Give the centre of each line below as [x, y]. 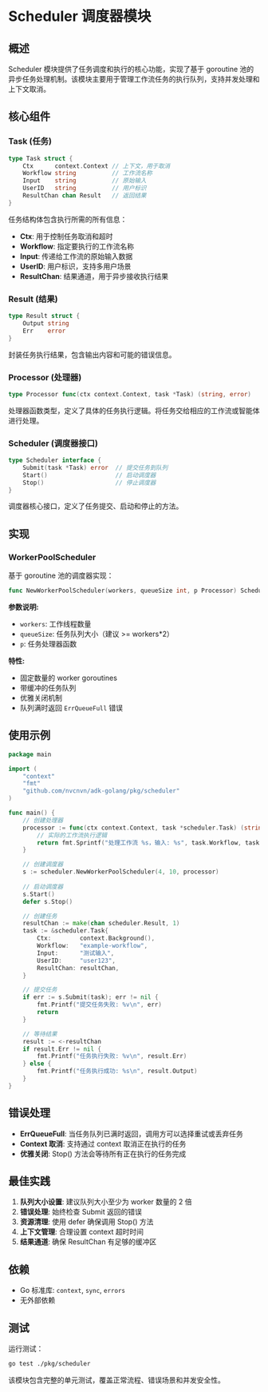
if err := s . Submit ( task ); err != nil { [91, 997]
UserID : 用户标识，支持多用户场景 [75, 266]
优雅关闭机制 [41, 698]
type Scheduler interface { [55, 460]
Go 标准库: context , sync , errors [73, 1291]
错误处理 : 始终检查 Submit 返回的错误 [81, 1212]
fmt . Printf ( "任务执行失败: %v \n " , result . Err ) [112, 1056]
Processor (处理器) [45, 377]
